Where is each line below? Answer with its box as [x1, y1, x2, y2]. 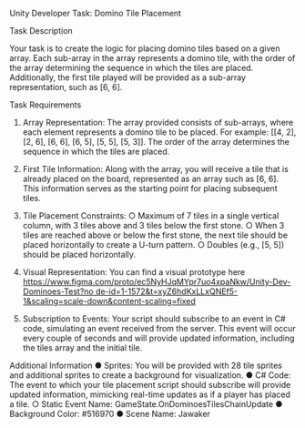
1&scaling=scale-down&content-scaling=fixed [22, 296, 196, 306]
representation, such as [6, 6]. [9, 82, 123, 92]
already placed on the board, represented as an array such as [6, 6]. [22, 173, 280, 184]
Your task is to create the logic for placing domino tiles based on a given [9, 43, 280, 54]
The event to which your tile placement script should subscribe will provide [9, 380, 291, 390]
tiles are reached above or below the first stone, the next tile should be [22, 229, 289, 240]
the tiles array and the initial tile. [22, 342, 143, 353]
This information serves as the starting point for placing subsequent [22, 183, 278, 194]
